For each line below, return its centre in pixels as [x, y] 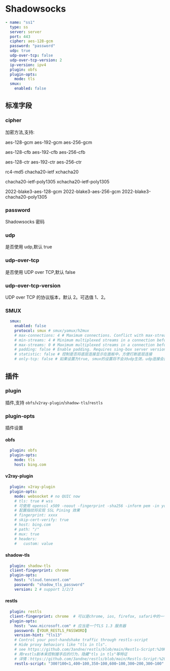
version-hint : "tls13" [38, 635]
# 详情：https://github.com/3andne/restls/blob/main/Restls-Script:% [88, 659]
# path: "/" [27, 529]
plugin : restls [26, 612]
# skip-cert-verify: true [42, 520]
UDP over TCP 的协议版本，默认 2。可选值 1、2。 [57, 297]
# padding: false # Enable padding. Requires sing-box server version [90, 349]
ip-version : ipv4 [28, 65]
